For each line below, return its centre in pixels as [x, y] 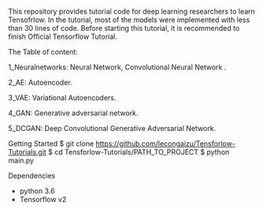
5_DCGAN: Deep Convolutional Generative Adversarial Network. [112, 128]
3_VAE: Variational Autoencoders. [62, 97]
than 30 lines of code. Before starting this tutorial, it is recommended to [124, 28]
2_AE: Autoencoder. [40, 82]
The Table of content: [43, 52]
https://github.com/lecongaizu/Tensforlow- [166, 144]
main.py [21, 160]
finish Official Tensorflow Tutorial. [63, 36]
